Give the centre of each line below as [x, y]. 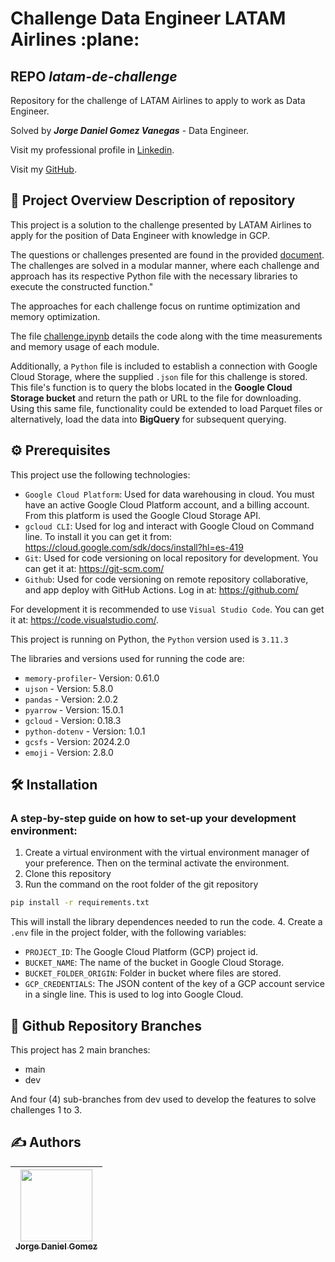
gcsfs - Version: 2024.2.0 [77, 741]
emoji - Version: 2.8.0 [69, 752]
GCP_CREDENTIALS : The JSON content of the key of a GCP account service [174, 984]
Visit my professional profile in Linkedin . [92, 150]
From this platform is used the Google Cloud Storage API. [142, 515]
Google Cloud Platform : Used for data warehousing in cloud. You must [169, 494]
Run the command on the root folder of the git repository [141, 884]
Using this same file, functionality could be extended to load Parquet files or [166, 408]
